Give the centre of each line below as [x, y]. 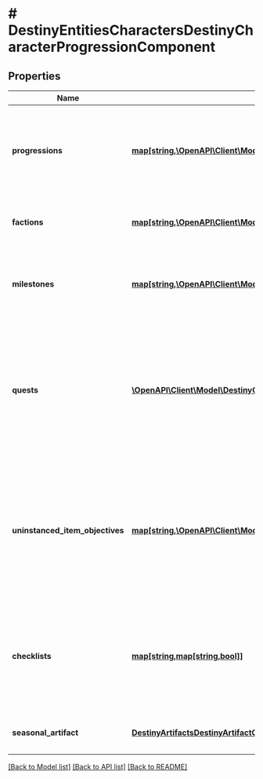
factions [28, 222]
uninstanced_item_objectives [68, 530]
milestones [33, 284]
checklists [32, 656]
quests [25, 390]
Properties [34, 76]
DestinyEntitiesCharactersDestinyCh [131, 30]
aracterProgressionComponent [112, 47]
